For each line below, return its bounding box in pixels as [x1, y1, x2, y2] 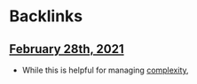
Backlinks [9, 6, 83, 27]
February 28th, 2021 [9, 42, 124, 57]
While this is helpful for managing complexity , [21, 65, 189, 75]
